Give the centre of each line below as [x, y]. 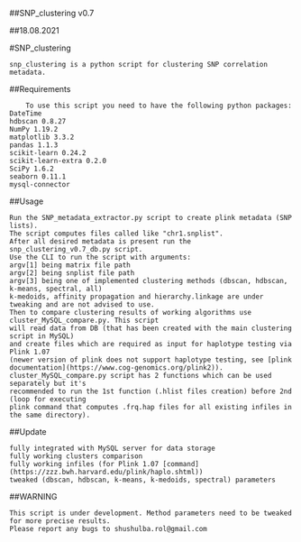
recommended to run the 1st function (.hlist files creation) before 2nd [151, 391]
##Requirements [40, 89]
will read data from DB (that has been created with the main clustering [151, 328]
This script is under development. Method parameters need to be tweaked [151, 513]
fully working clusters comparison [76, 456]
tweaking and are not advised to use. [82, 305]
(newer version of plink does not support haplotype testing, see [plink [151, 360]
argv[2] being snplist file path [72, 273]
